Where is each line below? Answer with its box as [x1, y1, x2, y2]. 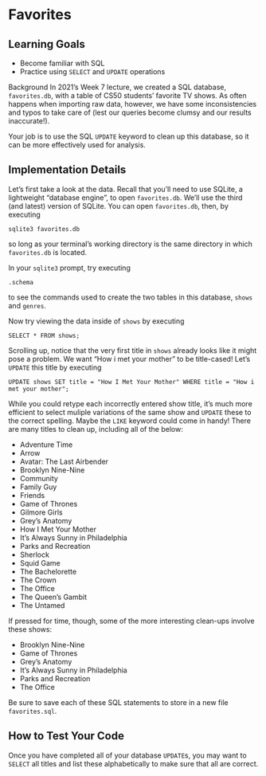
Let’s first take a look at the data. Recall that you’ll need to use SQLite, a [8, 184, 243, 194]
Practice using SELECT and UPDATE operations [19, 67, 166, 76]
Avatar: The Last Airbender [19, 457, 109, 466]
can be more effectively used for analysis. [8, 140, 146, 149]
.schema [8, 278, 34, 286]
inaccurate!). [8, 116, 50, 125]
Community [19, 473, 58, 483]
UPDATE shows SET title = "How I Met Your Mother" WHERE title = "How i [8, 378, 255, 386]
